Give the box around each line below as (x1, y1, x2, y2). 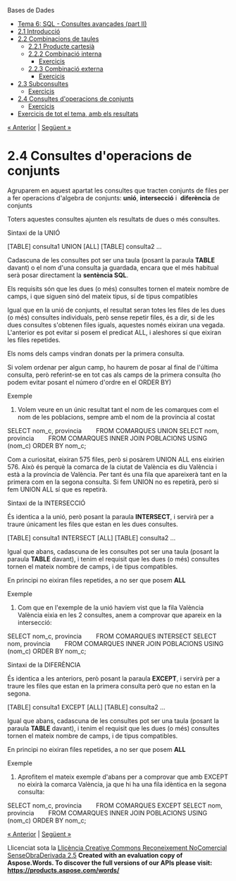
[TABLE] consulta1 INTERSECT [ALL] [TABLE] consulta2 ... (7, 533, 176, 542)
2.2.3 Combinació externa (27, 65, 104, 73)
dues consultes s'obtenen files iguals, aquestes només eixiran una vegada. (7, 320, 225, 329)
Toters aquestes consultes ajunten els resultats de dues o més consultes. (7, 214, 221, 223)
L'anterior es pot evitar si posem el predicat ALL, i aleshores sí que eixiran (7, 328, 222, 336)
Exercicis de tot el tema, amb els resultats (17, 109, 139, 118)
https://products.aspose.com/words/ (7, 865, 120, 874)
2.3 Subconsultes (17, 80, 69, 87)
